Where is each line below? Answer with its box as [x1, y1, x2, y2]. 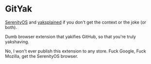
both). [5, 24, 17, 30]
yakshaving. [5, 38, 29, 44]
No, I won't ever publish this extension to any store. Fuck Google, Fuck [5, 48, 147, 54]
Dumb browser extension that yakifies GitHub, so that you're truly [5, 34, 136, 39]
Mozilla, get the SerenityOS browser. [5, 53, 79, 59]
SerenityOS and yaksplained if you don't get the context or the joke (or [5, 19, 147, 25]
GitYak [5, 3, 33, 14]
